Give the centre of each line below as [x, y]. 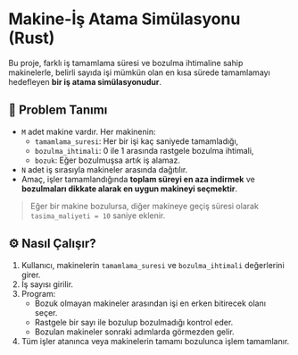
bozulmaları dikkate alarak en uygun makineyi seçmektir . [129, 189]
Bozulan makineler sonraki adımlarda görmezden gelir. [134, 332]
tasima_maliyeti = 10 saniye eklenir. [98, 216]
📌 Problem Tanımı [58, 110]
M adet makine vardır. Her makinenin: [88, 131]
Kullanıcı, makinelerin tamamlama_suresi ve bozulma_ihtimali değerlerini [153, 265]
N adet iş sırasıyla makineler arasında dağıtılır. [104, 169]
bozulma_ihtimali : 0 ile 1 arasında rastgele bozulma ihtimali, [144, 150]
